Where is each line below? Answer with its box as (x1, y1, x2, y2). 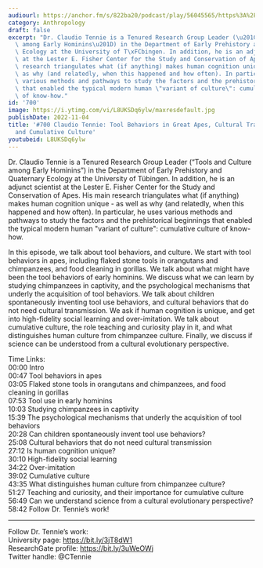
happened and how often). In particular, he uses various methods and (8, 207, 233, 217)
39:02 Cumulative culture (8, 471, 90, 480)
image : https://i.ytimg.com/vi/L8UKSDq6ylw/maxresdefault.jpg (8, 107, 215, 115)
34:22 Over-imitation (8, 462, 76, 472)
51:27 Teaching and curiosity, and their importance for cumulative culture (8, 487, 244, 497)
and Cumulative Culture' (15, 128, 96, 136)
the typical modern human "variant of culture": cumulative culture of (8, 224, 229, 233)
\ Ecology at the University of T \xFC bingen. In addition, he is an (15, 48, 243, 56)
